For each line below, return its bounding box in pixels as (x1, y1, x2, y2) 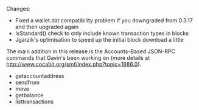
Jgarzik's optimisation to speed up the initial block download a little (15, 36, 184, 43)
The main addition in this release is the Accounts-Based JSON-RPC (6, 48, 176, 55)
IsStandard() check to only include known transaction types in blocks (15, 30, 189, 37)
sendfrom (15, 79, 40, 86)
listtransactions (15, 98, 54, 105)
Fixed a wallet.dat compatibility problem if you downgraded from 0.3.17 (15, 17, 193, 24)
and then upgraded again (15, 24, 79, 30)
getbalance (15, 92, 44, 99)
